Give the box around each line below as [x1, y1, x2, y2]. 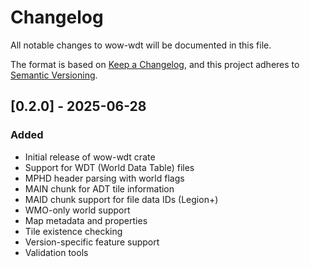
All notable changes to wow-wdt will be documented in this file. [10, 39, 272, 51]
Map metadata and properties [24, 214, 148, 226]
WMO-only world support [24, 204, 131, 216]
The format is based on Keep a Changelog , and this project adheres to [10, 58, 300, 70]
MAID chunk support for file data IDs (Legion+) [24, 193, 219, 205]
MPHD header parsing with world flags [24, 172, 185, 184]
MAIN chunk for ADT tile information [24, 182, 175, 195]
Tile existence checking [24, 225, 123, 237]
